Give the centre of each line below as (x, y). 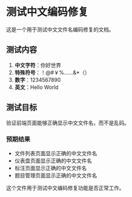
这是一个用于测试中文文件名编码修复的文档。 (60, 29)
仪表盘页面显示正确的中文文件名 (53, 161)
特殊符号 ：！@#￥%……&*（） (52, 72)
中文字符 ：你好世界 (38, 65)
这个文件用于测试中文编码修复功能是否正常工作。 (65, 188)
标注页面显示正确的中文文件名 (50, 168)
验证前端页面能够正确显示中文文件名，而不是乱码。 (68, 123)
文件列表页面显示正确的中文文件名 (56, 153)
